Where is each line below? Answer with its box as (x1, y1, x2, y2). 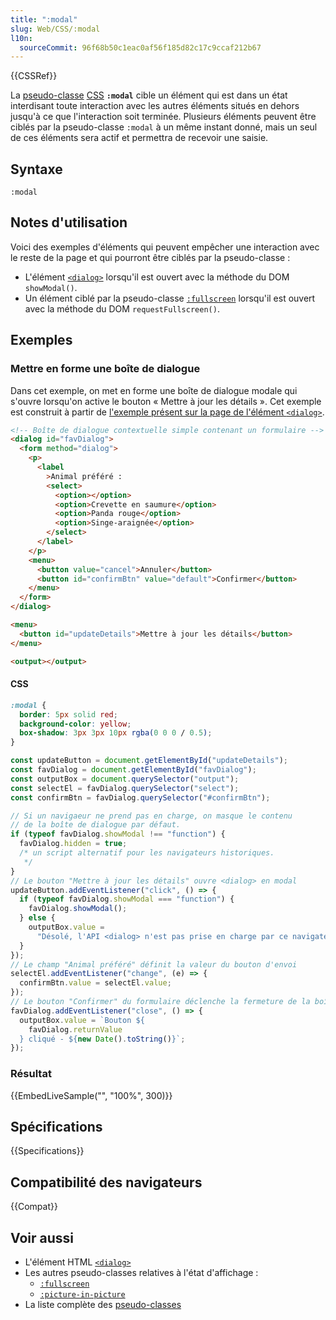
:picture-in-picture (39, 1290, 126, 1300)
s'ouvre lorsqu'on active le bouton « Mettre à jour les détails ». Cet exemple (10, 395, 322, 407)
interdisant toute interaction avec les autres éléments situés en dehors (10, 100, 300, 112)
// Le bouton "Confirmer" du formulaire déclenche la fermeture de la (10, 997, 311, 1007)
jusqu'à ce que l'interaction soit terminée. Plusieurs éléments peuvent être (10, 111, 317, 123)
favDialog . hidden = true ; (19, 839, 128, 849)
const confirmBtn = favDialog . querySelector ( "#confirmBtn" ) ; (10, 792, 271, 803)
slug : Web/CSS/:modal (10, 24, 101, 34)
